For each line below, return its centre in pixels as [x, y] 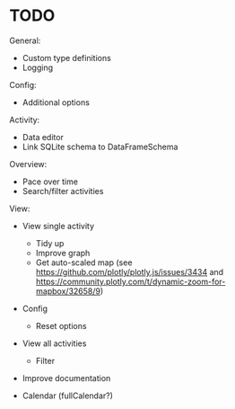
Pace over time [50, 182]
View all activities [54, 343]
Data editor [43, 137]
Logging [38, 67]
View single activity [58, 226]
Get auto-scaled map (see [84, 262]
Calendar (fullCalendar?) [68, 396]
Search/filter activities [63, 191]
